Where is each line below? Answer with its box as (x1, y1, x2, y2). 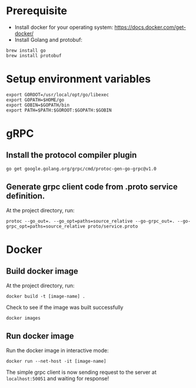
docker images (6, 315, 41, 321)
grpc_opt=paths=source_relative (6, 223, 85, 229)
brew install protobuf (6, 52, 62, 58)
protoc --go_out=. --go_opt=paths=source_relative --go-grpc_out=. (6, 218, 175, 224)
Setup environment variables (6, 73, 151, 86)
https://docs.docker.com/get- (114, 24, 187, 31)
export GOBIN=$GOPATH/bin (6, 102, 69, 108)
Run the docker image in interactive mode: (6, 347, 109, 354)
